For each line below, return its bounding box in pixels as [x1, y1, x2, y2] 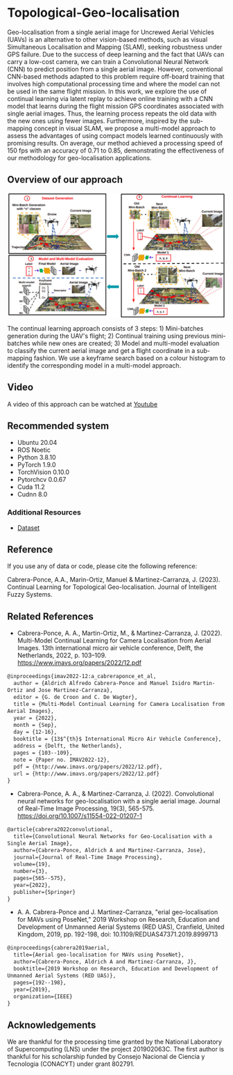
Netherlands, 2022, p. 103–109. [17, 651, 107, 659]
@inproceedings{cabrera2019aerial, [7, 945, 110, 952]
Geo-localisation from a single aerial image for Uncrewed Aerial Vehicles [7, 28, 215, 36]
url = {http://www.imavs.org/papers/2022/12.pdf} [13, 771, 159, 778]
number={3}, [13, 868, 49, 875]
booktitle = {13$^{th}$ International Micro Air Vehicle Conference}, [13, 736, 222, 743]
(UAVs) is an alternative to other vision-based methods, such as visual [7, 35, 208, 43]
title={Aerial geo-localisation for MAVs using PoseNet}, [13, 952, 185, 959]
